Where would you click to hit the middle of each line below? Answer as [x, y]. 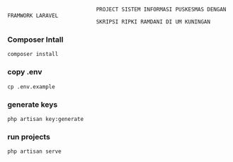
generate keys [33, 104]
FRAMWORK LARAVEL [33, 16]
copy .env [25, 72]
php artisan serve [34, 151]
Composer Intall [35, 40]
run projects [29, 137]
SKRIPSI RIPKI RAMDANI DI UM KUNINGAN [153, 22]
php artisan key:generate [45, 119]
